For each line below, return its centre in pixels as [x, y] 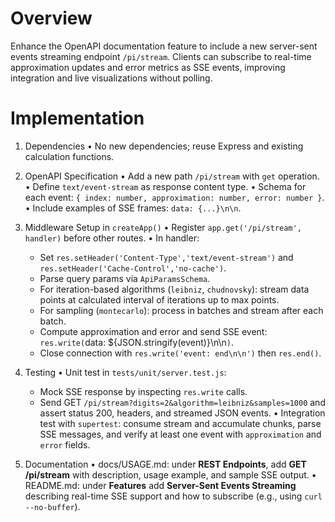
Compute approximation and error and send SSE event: [153, 331]
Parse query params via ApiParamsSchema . [125, 278]
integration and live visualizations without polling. [111, 78]
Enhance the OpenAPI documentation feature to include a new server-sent [164, 46]
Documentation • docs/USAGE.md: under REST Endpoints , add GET [165, 464]
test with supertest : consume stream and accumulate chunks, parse [180, 423]
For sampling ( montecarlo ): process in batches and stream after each [181, 310]
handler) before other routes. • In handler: [112, 238]
